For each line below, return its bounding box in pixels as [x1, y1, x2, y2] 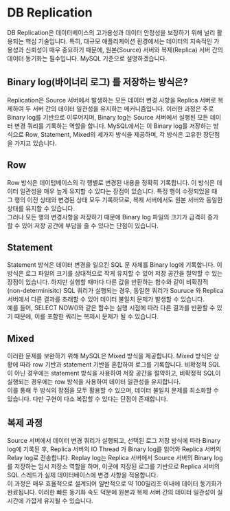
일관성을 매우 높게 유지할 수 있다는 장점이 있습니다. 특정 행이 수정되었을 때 [19, 187, 218, 195]
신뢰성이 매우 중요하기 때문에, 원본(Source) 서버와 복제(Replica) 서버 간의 [25, 45, 223, 54]
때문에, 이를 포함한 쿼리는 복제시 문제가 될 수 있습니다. [14, 312, 159, 320]
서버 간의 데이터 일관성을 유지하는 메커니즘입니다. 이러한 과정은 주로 [32, 105, 214, 113]
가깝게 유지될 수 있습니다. [25, 497, 94, 505]
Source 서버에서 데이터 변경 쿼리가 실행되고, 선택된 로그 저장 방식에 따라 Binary [7, 437, 221, 444]
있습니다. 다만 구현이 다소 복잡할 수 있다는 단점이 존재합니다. [7, 395, 168, 403]
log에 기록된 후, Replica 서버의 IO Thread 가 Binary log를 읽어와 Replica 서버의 [7, 445, 222, 453]
